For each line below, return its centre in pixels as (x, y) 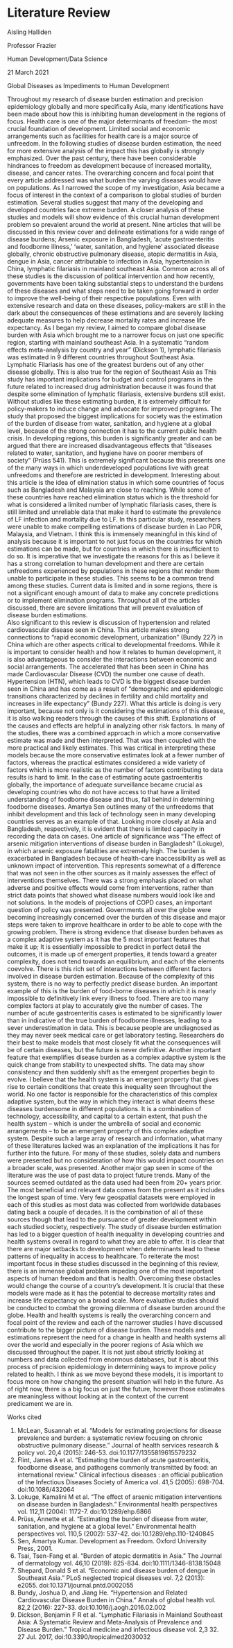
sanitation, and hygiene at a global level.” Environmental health (106, 1526)
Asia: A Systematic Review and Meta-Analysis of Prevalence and (110, 1622)
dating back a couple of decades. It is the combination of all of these (105, 1212)
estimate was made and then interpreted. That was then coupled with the (112, 740)
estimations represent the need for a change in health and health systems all (116, 1337)
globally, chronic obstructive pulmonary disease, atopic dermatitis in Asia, (113, 254)
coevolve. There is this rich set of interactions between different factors (110, 968)
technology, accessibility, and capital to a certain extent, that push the (107, 1116)
